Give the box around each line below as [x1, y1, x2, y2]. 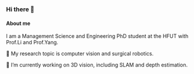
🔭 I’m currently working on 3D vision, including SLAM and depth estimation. [6, 61, 188, 69]
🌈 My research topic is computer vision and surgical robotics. [6, 50, 154, 57]
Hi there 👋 [6, 5, 35, 13]
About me [6, 20, 31, 27]
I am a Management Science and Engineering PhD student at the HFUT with [6, 33, 189, 40]
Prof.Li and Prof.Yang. [6, 39, 58, 46]
